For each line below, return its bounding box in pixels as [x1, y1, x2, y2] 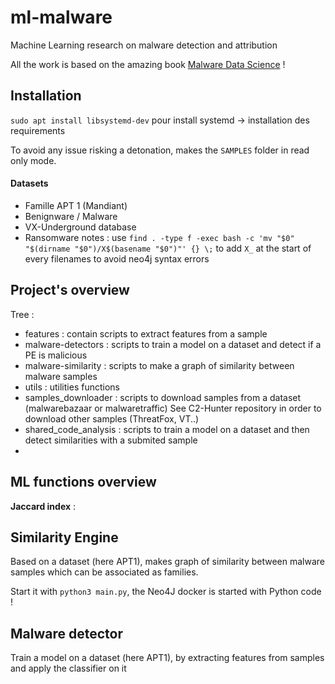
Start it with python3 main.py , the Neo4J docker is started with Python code [10, 586, 322, 598]
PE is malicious [24, 349, 88, 361]
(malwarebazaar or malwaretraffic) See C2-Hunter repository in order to [24, 402, 322, 414]
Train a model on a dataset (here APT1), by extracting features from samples [10, 652, 325, 664]
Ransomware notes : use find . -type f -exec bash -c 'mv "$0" [24, 231, 295, 243]
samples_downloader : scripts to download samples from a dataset [24, 391, 302, 403]
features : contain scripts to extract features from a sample [24, 327, 268, 340]
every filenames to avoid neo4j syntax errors [24, 252, 210, 265]
